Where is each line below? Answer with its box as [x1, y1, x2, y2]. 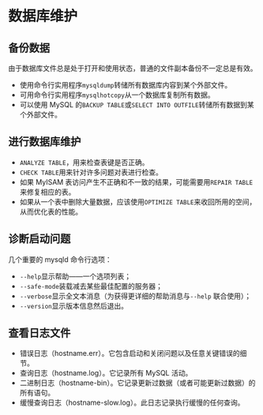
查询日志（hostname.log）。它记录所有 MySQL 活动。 [19, 368, 193, 378]
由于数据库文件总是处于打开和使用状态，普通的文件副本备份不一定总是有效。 [8, 64, 257, 73]
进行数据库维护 [8, 135, 81, 148]
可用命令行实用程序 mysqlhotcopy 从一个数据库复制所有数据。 [19, 90, 215, 99]
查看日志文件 [8, 327, 71, 340]
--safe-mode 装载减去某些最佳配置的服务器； [19, 281, 163, 290]
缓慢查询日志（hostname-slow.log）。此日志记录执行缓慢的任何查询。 [19, 398, 245, 407]
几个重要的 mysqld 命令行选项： [8, 254, 112, 264]
